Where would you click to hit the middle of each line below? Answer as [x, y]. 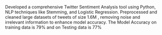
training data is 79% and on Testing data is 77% [54, 27]
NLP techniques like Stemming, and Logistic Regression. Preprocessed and [81, 12]
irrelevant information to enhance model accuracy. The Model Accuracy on [81, 22]
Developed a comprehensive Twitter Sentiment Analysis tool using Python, [81, 7]
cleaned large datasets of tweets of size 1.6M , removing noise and [73, 17]
